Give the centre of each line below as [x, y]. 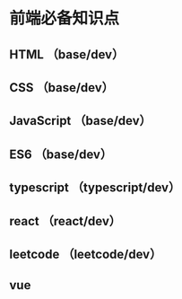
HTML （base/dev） [67, 54]
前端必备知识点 [65, 18]
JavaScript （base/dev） [81, 121]
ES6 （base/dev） [61, 154]
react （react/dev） [65, 221]
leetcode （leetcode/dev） [86, 254]
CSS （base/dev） [62, 88]
